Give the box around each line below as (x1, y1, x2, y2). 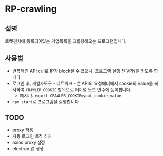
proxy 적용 (12, 127, 34, 133)
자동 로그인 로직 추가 (12, 133, 52, 139)
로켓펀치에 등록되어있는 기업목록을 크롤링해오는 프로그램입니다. (5, 38, 127, 44)
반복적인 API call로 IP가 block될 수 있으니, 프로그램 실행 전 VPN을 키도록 (12, 68, 153, 74)
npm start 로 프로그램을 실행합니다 (12, 98, 79, 104)
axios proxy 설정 (12, 139, 45, 145)
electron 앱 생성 (12, 145, 44, 151)
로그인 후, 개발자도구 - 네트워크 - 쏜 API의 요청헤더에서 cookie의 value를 (12, 80, 153, 86)
